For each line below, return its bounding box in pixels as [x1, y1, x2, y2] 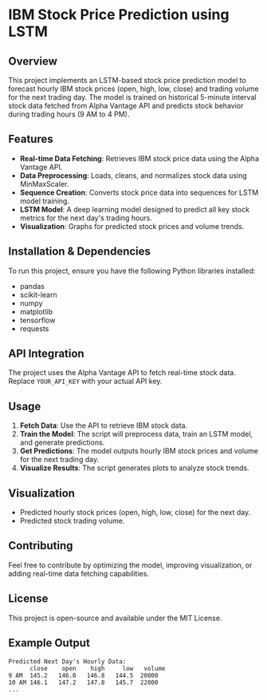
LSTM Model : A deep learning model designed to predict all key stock [19, 204, 249, 214]
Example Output [8, 636, 90, 650]
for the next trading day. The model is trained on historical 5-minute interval [8, 93, 257, 101]
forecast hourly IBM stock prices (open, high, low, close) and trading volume [8, 84, 259, 93]
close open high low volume [29, 664, 166, 672]
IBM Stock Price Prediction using [8, 6, 230, 24]
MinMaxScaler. [19, 179, 69, 188]
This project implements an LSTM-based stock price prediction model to [8, 76, 247, 85]
